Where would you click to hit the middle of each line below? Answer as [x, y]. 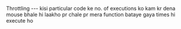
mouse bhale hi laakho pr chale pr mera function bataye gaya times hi [91, 14]
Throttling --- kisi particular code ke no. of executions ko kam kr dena [91, 8]
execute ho [20, 21]
